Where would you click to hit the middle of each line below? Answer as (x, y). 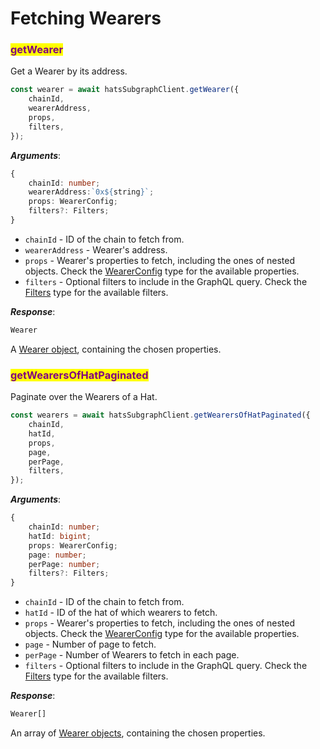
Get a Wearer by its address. (69, 71)
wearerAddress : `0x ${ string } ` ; (91, 192)
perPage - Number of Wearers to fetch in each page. (132, 655)
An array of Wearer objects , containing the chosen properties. (138, 733)
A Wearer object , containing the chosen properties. (116, 349)
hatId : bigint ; (60, 536)
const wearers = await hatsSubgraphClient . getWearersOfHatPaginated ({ (160, 415)
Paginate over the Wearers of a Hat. (84, 397)
